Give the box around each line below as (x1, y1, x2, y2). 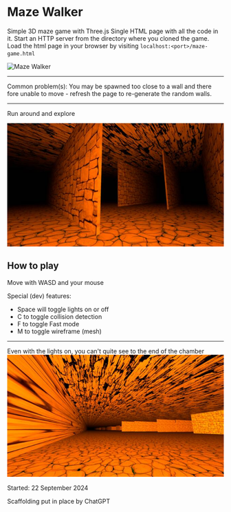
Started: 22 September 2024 (7, 484, 89, 492)
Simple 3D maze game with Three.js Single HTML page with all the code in (7, 27, 219, 35)
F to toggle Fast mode (16, 319, 80, 328)
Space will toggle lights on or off (16, 305, 109, 313)
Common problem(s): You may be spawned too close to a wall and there (7, 82, 212, 90)
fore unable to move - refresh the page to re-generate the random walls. (7, 89, 212, 97)
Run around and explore (7, 109, 76, 117)
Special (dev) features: (7, 291, 72, 300)
